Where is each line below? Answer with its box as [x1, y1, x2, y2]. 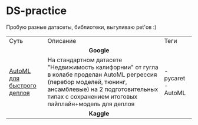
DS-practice [6, 4, 67, 18]
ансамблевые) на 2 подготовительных [47, 85, 159, 93]
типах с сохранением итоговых [47, 92, 137, 100]
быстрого [9, 81, 37, 89]
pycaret [164, 74, 186, 82]
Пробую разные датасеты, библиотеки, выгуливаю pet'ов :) [6, 23, 157, 31]
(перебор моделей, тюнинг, [47, 77, 127, 86]
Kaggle [88, 109, 110, 117]
